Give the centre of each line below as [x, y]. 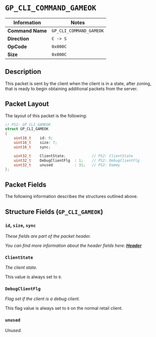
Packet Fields [26, 185]
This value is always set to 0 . [33, 277]
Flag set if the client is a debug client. [42, 299]
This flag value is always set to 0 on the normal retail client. [64, 308]
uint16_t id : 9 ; [33, 138]
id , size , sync [21, 226]
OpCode [17, 46]
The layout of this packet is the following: [46, 116]
